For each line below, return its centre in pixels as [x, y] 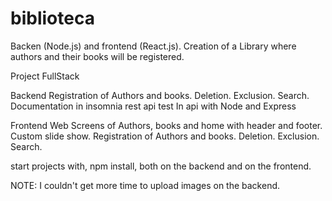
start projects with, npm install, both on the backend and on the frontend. [161, 166]
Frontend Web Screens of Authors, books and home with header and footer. [166, 125]
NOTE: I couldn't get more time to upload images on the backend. [145, 185]
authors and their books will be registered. [97, 56]
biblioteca [52, 18]
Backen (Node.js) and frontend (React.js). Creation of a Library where [153, 46]
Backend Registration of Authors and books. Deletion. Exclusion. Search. [160, 95]
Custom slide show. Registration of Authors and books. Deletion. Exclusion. [165, 136]
